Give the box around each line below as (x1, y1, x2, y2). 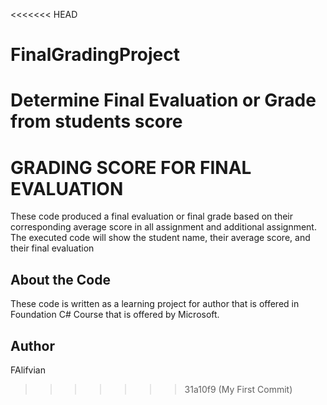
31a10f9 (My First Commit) (184, 383, 293, 395)
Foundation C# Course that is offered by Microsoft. (10, 309, 220, 321)
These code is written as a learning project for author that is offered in (10, 298, 300, 310)
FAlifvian (10, 364, 47, 376)
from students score (10, 110, 183, 133)
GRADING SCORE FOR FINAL (10, 156, 252, 179)
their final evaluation (10, 242, 95, 254)
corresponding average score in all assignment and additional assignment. (10, 221, 317, 233)
